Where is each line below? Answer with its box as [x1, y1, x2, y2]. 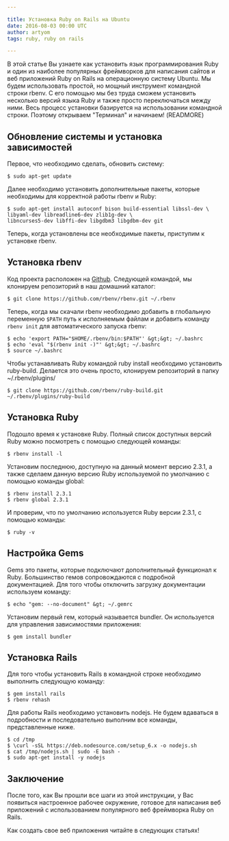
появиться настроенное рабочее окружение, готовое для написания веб [7, 799, 221, 807]
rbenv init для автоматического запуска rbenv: [7, 321, 147, 330]
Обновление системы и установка [7, 131, 163, 143]
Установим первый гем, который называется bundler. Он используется [7, 613, 215, 621]
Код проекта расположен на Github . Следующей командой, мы [7, 275, 193, 283]
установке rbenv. [7, 237, 57, 245]
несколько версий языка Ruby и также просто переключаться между [7, 97, 211, 105]
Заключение [7, 772, 64, 785]
